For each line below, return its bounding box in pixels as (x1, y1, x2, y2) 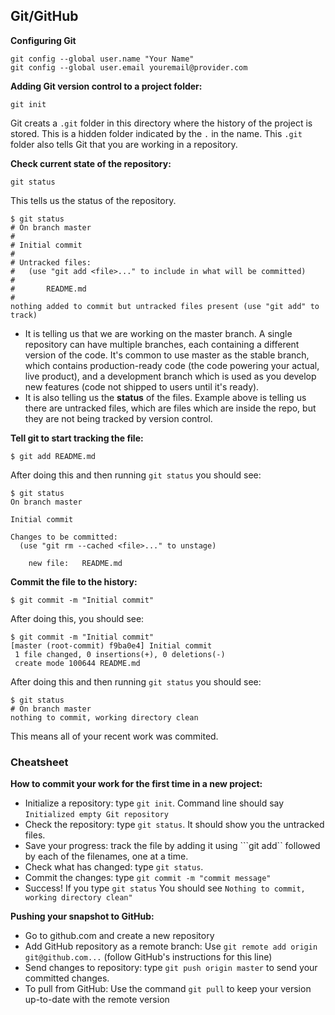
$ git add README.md (10, 451, 97, 461)
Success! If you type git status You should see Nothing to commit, (24, 882, 306, 894)
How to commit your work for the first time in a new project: (10, 778, 263, 790)
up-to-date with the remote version (24, 994, 170, 1006)
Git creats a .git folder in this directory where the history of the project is (10, 117, 313, 129)
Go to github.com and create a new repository (24, 930, 215, 942)
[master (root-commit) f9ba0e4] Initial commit (10, 640, 213, 651)
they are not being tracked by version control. (24, 412, 213, 424)
